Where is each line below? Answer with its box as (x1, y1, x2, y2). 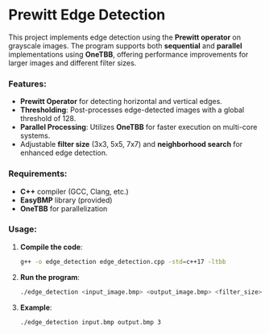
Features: (8, 78, 47, 90)
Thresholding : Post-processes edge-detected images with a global (19, 105, 245, 115)
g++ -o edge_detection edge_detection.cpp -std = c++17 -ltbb (19, 257, 226, 265)
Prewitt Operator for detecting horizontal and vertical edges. (19, 97, 223, 106)
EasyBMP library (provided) (19, 195, 113, 205)
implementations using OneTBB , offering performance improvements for (8, 49, 249, 59)
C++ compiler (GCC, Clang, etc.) (19, 186, 129, 196)
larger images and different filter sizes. (8, 58, 137, 68)
